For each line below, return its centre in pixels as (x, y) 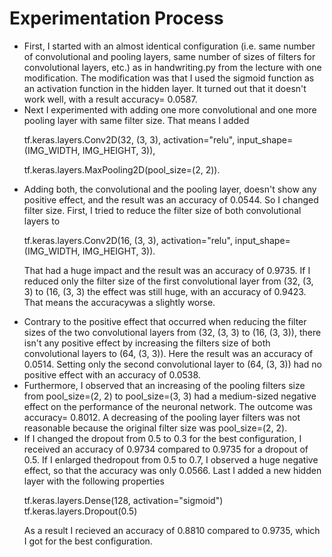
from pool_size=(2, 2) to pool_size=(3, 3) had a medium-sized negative (170, 396)
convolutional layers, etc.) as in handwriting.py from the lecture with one (172, 67)
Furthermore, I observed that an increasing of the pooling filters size (164, 385)
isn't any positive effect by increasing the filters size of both (147, 343)
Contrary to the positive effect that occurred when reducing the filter (165, 321)
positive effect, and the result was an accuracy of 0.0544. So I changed (171, 199)
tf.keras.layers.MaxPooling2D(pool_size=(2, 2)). (122, 169)
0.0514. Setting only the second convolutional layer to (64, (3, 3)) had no (173, 364)
